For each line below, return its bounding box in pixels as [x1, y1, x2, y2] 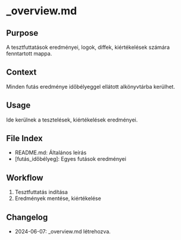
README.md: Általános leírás [14, 149, 87, 156]
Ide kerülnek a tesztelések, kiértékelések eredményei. [6, 116, 138, 123]
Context [6, 67, 37, 77]
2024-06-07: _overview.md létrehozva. [14, 228, 111, 235]
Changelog [6, 212, 48, 222]
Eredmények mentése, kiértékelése [14, 195, 101, 202]
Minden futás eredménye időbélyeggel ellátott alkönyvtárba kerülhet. [6, 83, 176, 90]
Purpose [6, 28, 39, 38]
